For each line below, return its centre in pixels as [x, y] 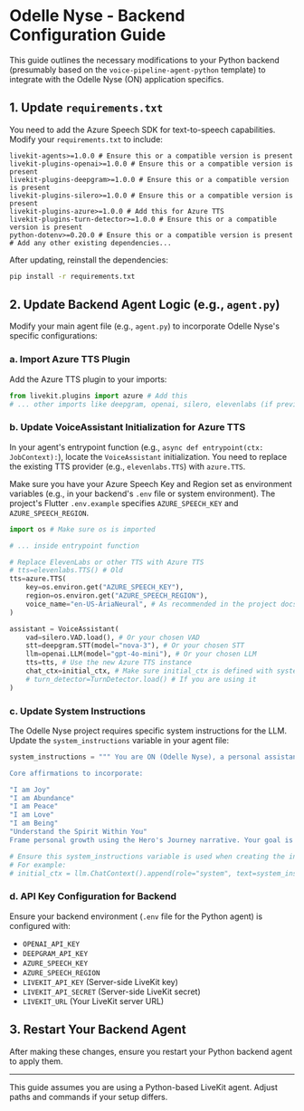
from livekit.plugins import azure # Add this [99, 396]
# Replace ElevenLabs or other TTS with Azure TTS [107, 562]
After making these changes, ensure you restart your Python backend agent [151, 1051]
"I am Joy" [30, 790]
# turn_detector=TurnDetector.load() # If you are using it [141, 679]
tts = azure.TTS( [38, 579]
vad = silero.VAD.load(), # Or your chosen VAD [113, 637]
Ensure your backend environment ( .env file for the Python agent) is [136, 916]
